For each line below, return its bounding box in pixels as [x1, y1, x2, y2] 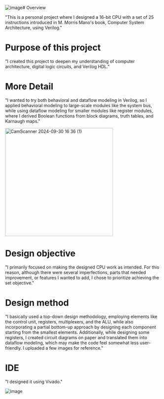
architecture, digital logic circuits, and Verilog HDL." [5, 63, 110, 69]
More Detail [5, 81, 54, 92]
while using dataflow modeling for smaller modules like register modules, [5, 108, 154, 114]
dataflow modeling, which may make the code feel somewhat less [5, 340, 139, 346]
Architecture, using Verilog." [5, 25, 63, 31]
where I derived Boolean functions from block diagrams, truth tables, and [5, 113, 154, 119]
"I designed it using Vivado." [5, 378, 63, 385]
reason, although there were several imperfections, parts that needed [5, 269, 146, 275]
